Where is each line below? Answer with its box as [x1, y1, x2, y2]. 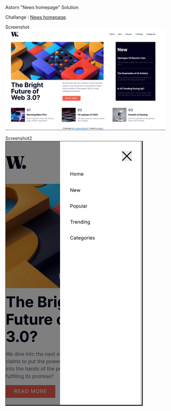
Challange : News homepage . [5, 14, 67, 20]
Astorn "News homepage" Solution [5, 5, 79, 10]
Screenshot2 [5, 135, 32, 141]
